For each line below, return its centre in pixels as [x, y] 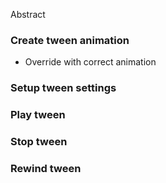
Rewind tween [46, 168]
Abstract [28, 14]
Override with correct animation [90, 62]
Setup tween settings [63, 88]
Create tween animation [70, 40]
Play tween [38, 115]
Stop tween [39, 142]
